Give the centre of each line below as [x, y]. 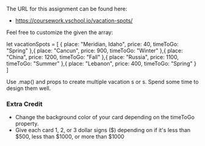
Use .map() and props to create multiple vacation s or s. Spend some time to [102, 82]
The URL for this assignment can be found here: [67, 9]
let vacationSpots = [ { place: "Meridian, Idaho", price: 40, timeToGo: [92, 44]
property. [27, 123]
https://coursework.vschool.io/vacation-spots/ [74, 20]
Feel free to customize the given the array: [60, 32]
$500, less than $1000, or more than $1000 [69, 137]
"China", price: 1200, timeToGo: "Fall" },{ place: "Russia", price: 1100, [93, 57]
